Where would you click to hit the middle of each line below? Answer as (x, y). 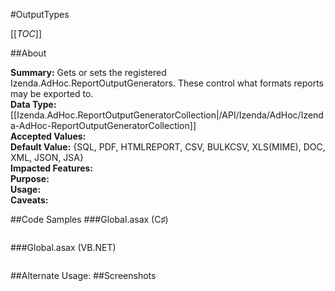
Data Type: (33, 104)
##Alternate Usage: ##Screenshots (83, 275)
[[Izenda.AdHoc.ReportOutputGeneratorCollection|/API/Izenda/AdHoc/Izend (167, 115)
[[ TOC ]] (26, 33)
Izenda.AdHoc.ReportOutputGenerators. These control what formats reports (167, 83)
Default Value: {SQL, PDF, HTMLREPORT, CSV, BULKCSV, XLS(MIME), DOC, (168, 147)
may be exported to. (52, 93)
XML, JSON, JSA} (47, 157)
